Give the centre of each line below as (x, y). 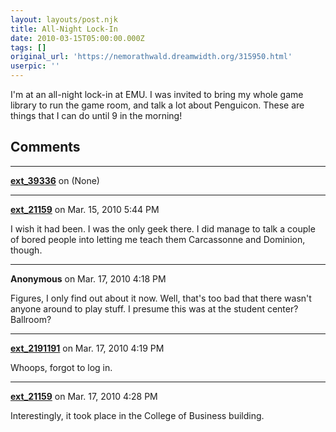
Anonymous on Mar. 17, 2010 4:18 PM (88, 278)
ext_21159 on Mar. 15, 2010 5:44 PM (85, 209)
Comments (45, 147)
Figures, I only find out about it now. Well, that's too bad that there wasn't (161, 298)
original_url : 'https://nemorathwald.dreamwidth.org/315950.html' (151, 57)
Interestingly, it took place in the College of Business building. (137, 415)
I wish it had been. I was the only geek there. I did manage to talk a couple (163, 228)
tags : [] (28, 47)
